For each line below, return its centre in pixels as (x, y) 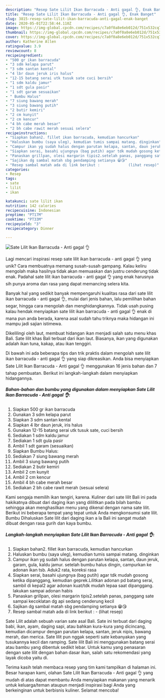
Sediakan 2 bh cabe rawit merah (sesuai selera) (61, 487)
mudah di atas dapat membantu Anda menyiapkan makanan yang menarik (81, 680)
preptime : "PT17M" (24, 215)
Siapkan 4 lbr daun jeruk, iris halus (47, 425)
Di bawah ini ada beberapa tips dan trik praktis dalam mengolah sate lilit (78, 353)
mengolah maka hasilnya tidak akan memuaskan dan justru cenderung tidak (82, 271)
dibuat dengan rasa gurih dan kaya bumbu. (49, 523)
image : (12, 28)
